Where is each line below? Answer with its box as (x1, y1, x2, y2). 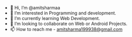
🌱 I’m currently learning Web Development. (10, 15, 100, 21)
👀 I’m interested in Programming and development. (10, 10, 117, 16)
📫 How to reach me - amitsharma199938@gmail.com (10, 26, 123, 32)
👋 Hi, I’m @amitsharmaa (10, 5, 60, 10)
